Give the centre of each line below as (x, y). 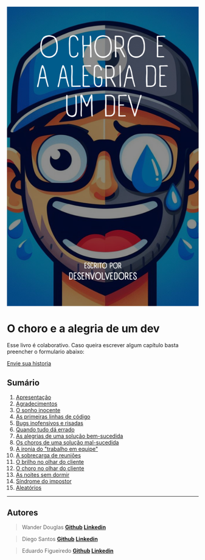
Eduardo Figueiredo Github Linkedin (68, 551)
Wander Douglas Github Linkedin (64, 527)
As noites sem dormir (42, 475)
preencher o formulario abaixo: (46, 352)
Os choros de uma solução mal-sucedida (67, 443)
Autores (23, 512)
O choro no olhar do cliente (50, 468)
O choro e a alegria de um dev (83, 328)
